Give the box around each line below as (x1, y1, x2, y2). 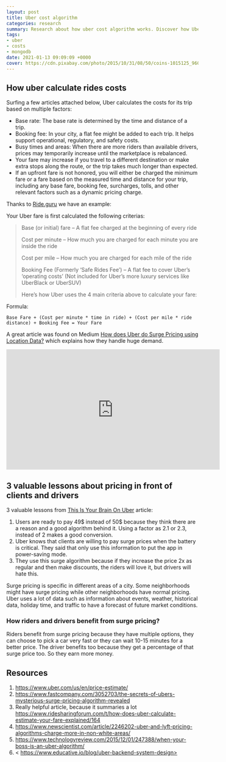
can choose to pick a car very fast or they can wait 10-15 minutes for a (6, 637, 183, 645)
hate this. (15, 570, 39, 577)
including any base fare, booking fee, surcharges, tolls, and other (15, 182, 179, 189)
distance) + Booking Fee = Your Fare (6, 320, 102, 326)
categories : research (6, 20, 62, 26)
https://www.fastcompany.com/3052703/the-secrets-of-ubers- (15, 691, 175, 698)
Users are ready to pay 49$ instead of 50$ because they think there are (15, 518, 196, 526)
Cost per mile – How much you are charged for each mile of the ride (21, 254, 192, 262)
